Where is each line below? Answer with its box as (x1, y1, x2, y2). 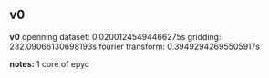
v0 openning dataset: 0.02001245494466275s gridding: (9, 31, 222, 42)
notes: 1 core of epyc (9, 58, 89, 69)
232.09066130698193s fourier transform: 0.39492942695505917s (9, 41, 260, 52)
